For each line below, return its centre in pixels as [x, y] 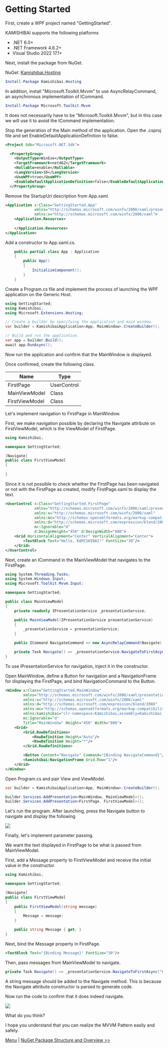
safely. [12, 1030]
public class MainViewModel [34, 602]
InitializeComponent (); [56, 270]
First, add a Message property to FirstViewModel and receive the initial [78, 860]
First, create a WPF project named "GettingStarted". [58, 23]
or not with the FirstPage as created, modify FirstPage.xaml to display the [81, 489]
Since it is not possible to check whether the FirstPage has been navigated [82, 484]
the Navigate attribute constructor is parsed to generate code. [69, 986]
